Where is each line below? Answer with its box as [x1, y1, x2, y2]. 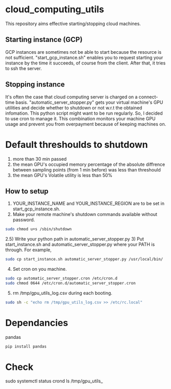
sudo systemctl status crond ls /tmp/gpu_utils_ [5, 378, 103, 384]
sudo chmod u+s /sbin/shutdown [5, 227, 72, 232]
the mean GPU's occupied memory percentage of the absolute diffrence [12, 161, 165, 167]
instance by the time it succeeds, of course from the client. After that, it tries [5, 60, 166, 66]
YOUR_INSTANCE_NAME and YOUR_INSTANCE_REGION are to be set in [12, 201, 165, 207]
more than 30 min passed [12, 156, 67, 162]
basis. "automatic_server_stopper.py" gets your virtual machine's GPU [15, 99, 163, 105]
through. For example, [5, 247, 52, 253]
